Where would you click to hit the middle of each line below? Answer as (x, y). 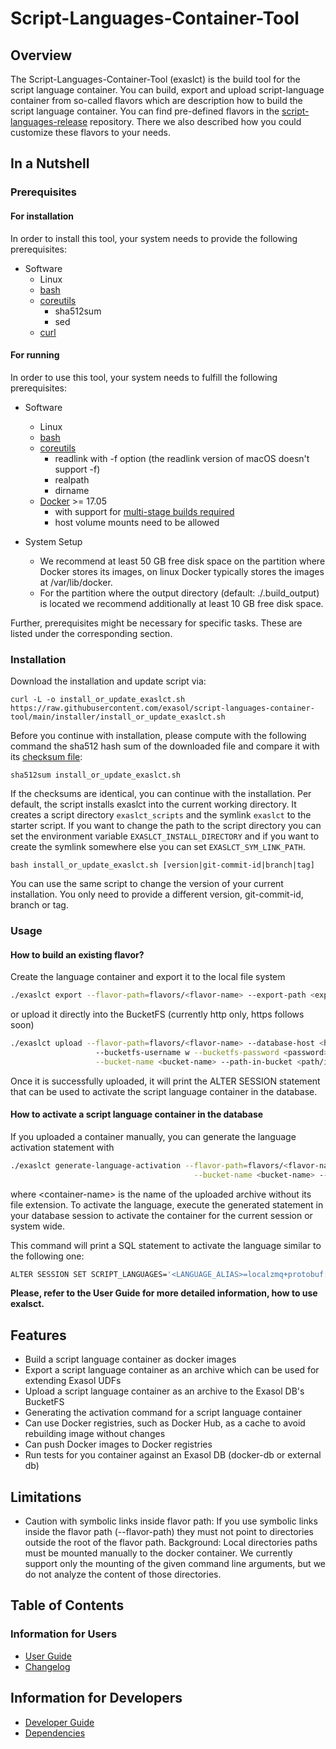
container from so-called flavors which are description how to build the (156, 100)
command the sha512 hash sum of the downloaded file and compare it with (165, 746)
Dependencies (55, 1733)
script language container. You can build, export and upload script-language (167, 90)
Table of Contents (67, 1605)
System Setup (53, 541)
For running (35, 355)
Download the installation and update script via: (108, 681)
